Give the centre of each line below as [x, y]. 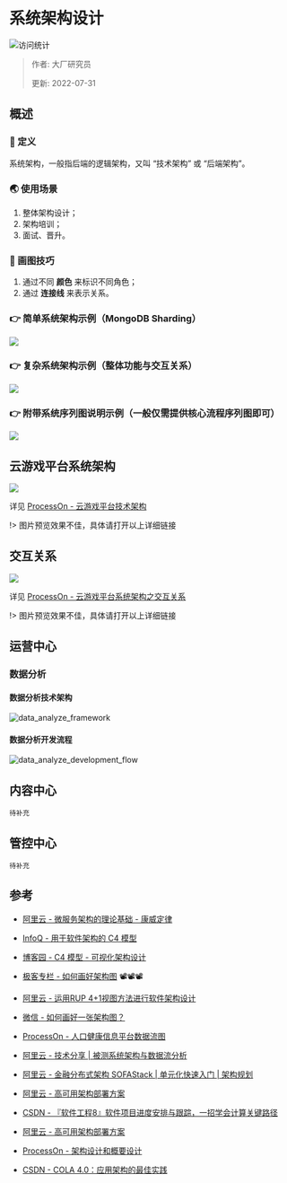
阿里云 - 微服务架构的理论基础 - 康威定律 [97, 919]
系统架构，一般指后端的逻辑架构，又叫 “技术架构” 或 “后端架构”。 [130, 163]
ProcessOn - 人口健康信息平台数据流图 [94, 1036]
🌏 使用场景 [34, 188]
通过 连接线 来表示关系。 [68, 294]
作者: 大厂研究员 [61, 64]
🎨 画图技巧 [32, 260]
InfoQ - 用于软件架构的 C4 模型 [79, 938]
